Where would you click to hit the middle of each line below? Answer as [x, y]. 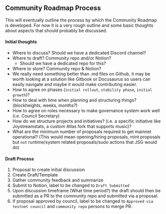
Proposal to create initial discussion [49, 170]
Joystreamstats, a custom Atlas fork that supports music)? [72, 127]
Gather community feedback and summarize [58, 180]
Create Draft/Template [35, 175]
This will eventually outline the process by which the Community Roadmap [81, 20]
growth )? [21, 95]
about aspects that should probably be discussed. [56, 30]
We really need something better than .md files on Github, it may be [81, 74]
